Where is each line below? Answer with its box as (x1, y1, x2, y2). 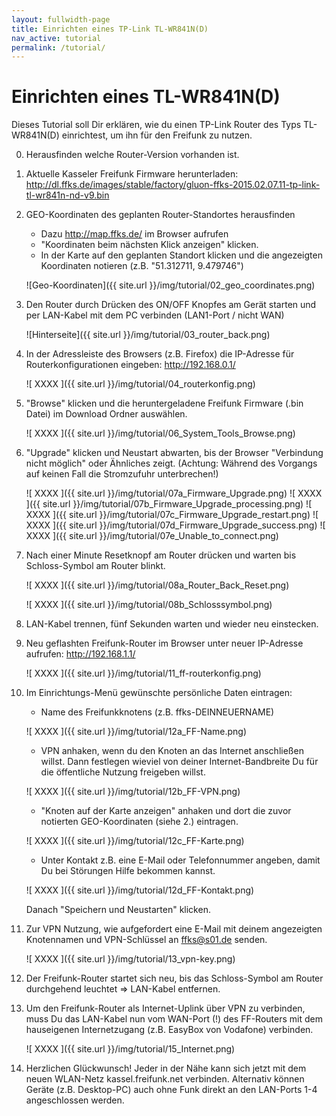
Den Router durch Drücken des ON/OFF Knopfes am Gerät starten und (25, 299, 317, 311)
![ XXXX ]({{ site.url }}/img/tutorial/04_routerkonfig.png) (25, 378, 256, 390)
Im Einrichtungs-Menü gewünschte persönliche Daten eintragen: (25, 687, 293, 699)
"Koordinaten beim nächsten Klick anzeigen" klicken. (40, 239, 259, 251)
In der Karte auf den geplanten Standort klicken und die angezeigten (40, 249, 323, 261)
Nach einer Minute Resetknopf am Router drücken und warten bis (25, 549, 297, 561)
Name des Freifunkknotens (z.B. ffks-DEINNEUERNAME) (40, 706, 275, 718)
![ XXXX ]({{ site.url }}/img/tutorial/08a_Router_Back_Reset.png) (25, 579, 290, 591)
